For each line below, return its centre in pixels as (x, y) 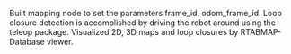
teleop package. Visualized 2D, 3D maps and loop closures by (124, 32)
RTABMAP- (261, 32)
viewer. (60, 41)
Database (27, 41)
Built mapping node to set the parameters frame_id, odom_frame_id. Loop (146, 13)
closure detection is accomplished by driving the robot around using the (143, 22)
